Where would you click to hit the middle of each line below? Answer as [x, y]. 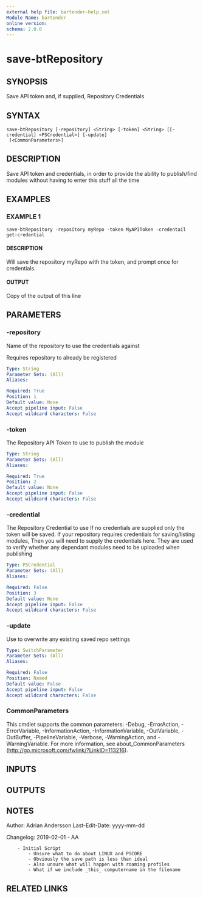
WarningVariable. [28, 744]
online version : [27, 23]
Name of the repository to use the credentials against [73, 346]
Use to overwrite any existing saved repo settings [68, 639]
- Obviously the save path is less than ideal [88, 859]
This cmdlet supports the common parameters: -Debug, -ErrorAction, [93, 724]
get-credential [26, 235]
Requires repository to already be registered [62, 357]
